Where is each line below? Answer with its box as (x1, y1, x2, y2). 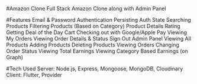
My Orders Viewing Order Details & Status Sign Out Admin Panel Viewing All (6, 35, 191, 42)
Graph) (6, 54, 24, 61)
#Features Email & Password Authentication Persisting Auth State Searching (6, 16, 191, 23)
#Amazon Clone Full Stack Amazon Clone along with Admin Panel (6, 5, 167, 12)
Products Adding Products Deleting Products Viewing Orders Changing (6, 41, 179, 48)
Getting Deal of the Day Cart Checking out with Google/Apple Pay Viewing (6, 29, 188, 36)
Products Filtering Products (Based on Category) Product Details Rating (6, 23, 180, 29)
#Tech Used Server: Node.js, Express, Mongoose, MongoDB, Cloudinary (6, 65, 183, 72)
